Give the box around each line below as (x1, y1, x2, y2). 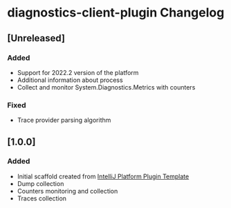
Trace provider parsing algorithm (17, 116, 111, 125)
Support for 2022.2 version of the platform (17, 68, 139, 76)
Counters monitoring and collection (17, 187, 118, 195)
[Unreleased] (7, 32, 66, 44)
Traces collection (17, 194, 67, 202)
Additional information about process (17, 76, 123, 84)
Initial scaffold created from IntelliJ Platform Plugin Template (17, 172, 190, 180)
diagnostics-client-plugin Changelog (7, 5, 225, 21)
